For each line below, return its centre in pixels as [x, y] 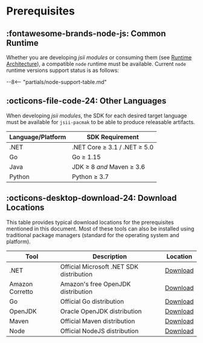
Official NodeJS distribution [99, 331]
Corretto [21, 292]
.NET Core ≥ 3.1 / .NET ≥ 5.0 [113, 147]
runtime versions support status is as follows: [63, 70]
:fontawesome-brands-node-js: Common [86, 34]
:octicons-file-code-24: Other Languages [86, 101]
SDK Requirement [113, 137]
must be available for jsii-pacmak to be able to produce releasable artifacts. [101, 122]
